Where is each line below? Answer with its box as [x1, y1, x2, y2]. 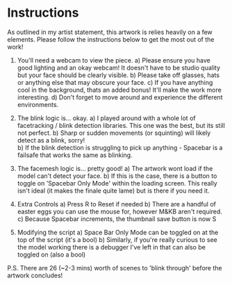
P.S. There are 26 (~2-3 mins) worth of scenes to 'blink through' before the [7, 263, 222, 272]
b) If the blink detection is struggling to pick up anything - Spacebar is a [17, 143, 223, 152]
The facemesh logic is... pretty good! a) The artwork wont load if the [17, 164, 213, 172]
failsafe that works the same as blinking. [17, 151, 133, 159]
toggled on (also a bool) [17, 250, 86, 259]
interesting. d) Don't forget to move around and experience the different [17, 92, 223, 101]
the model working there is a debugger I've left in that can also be [17, 243, 206, 251]
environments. [17, 100, 59, 108]
